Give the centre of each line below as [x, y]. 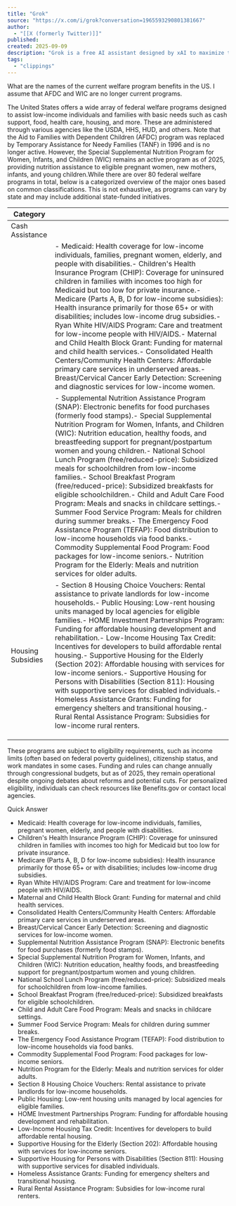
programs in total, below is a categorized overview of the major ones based [117, 182]
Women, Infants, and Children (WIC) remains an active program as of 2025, [116, 159]
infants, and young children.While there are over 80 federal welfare [104, 174]
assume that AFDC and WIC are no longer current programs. [95, 93]
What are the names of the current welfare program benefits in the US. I [111, 86]
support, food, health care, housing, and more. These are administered [110, 122]
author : [19, 27]
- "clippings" [34, 66]
